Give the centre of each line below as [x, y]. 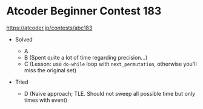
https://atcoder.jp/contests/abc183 [49, 28]
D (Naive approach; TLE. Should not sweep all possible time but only [110, 93]
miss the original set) [50, 70]
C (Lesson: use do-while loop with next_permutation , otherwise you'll [110, 64]
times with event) [46, 100]
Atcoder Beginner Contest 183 [84, 11]
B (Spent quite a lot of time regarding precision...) [86, 57]
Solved [24, 39]
